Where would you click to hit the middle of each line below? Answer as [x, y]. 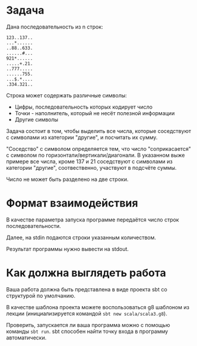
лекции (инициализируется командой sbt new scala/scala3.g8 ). [87, 313]
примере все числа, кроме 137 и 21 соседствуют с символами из [90, 161]
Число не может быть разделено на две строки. [67, 179]
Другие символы [36, 119]
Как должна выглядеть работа [86, 273]
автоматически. [26, 337]
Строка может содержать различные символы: [67, 95]
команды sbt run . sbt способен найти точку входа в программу [87, 331]
